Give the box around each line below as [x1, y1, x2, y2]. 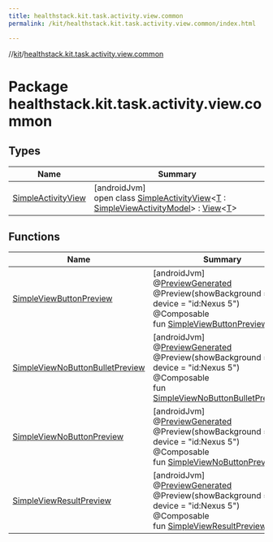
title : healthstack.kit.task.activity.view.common [8, 11, 184, 20]
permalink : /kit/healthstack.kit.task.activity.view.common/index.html [8, 20, 256, 28]
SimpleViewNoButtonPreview [12, 431, 124, 443]
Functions [8, 229, 61, 244]
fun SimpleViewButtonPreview [153, 319, 268, 330]
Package [8, 77, 69, 96]
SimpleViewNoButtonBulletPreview [12, 362, 145, 374]
